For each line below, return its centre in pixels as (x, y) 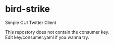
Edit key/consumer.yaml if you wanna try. (47, 37)
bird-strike (28, 9)
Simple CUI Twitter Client (31, 22)
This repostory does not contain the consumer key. (57, 32)
